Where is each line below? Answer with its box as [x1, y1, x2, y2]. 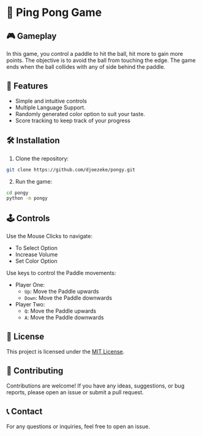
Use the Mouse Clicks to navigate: [6, 233, 93, 240]
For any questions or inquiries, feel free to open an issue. [6, 422, 150, 430]
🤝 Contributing [6, 365, 64, 376]
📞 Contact [6, 407, 43, 417]
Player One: [15, 281, 45, 289]
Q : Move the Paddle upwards [24, 307, 97, 315]
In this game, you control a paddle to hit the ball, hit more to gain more [6, 50, 184, 57]
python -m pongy [6, 195, 48, 201]
